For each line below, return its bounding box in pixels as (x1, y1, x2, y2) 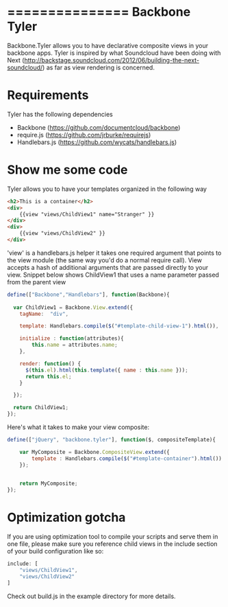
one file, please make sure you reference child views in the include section (7, 540, 218, 548)
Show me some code (7, 162, 128, 178)
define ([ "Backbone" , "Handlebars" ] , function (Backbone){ (7, 291, 170, 298)
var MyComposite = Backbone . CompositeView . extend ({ (19, 448, 170, 455)
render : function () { (19, 360, 81, 367)
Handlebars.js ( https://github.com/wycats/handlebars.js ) (16, 138, 177, 146)
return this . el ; (25, 373, 72, 380)
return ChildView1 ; (13, 404, 69, 411)
